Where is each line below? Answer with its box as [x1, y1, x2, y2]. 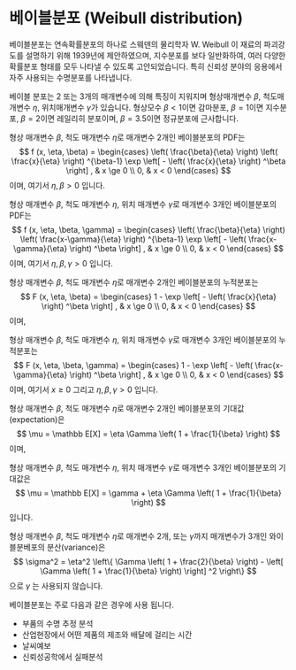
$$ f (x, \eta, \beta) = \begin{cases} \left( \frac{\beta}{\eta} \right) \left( [19, 146, 278, 157]
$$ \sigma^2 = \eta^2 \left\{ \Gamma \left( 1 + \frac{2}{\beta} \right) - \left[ [12, 556, 285, 566]
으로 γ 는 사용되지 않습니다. [9, 581, 103, 591]
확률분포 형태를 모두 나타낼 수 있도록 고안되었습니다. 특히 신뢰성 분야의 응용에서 [9, 61, 283, 72]
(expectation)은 [9, 413, 65, 425]
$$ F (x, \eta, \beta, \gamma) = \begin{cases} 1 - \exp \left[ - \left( [13, 359, 254, 370]
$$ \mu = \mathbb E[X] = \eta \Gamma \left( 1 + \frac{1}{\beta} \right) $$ [16, 428, 281, 439]
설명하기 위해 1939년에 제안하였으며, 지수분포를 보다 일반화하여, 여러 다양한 [25, 50, 286, 60]
